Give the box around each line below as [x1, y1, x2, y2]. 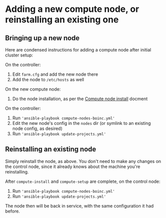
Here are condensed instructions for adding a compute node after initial [5, 47, 151, 53]
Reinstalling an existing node [5, 145, 97, 154]
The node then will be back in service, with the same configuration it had [5, 203, 154, 209]
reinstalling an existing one [5, 14, 119, 25]
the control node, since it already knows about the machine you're [5, 163, 140, 169]
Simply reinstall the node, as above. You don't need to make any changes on [5, 158, 162, 164]
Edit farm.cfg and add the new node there [12, 71, 98, 77]
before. [5, 208, 20, 214]
